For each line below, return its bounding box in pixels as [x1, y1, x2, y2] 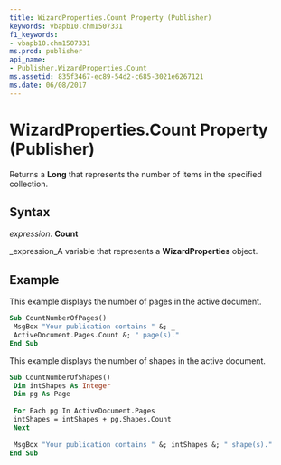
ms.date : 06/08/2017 [9, 81, 88, 90]
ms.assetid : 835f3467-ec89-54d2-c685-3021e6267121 [9, 72, 204, 81]
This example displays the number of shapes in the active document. [9, 355, 267, 366]
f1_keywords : [9, 30, 59, 39]
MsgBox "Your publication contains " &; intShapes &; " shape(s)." [13, 440, 273, 449]
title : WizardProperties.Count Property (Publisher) [9, 13, 212, 23]
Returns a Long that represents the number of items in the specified [9, 168, 262, 179]
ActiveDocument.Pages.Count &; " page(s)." [13, 330, 180, 339]
